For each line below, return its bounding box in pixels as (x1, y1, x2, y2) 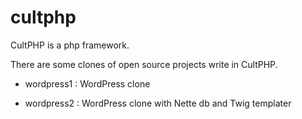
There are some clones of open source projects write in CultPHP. (10, 58, 278, 70)
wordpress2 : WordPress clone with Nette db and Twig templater (24, 97, 292, 109)
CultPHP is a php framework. (10, 39, 130, 51)
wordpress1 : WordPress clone (24, 77, 151, 90)
